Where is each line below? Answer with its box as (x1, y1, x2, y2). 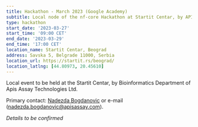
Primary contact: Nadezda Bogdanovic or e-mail (6, 97, 124, 104)
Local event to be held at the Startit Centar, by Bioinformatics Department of (6, 79, 191, 86)
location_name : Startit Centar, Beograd (6, 47, 107, 53)
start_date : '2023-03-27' (6, 25, 70, 31)
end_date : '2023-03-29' (6, 36, 65, 42)
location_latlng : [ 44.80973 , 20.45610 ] (6, 63, 104, 69)
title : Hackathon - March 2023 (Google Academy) (6, 8, 128, 15)
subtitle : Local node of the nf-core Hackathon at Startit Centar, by (6, 14, 183, 20)
